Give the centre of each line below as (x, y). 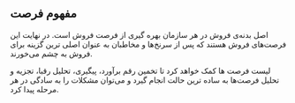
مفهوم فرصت (44, 14)
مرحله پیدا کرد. (34, 89)
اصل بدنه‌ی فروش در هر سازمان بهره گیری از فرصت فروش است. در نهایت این (139, 34)
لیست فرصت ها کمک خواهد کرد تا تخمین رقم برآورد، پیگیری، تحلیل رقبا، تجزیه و (140, 70)
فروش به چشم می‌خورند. (52, 53)
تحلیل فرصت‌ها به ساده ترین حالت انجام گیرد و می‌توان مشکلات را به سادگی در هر (145, 80)
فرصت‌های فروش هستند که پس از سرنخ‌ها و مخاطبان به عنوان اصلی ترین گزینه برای (148, 44)
